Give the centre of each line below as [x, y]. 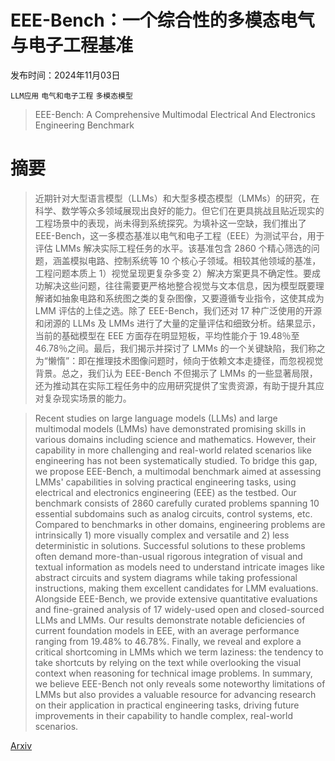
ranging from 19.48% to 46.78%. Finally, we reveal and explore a [168, 641]
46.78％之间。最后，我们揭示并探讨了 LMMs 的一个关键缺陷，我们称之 [180, 348]
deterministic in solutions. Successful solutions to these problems [170, 545]
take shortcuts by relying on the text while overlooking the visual [168, 662]
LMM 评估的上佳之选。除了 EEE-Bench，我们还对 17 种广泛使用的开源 [178, 310]
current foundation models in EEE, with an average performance [167, 630]
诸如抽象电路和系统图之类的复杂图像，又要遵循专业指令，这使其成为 [184, 298]
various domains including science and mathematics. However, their [175, 439]
